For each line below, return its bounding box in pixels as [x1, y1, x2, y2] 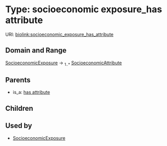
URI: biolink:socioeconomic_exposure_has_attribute [5, 31, 114, 37]
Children [5, 104, 33, 113]
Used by [5, 121, 32, 130]
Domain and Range [5, 46, 67, 55]
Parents [5, 76, 31, 84]
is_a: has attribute [12, 89, 50, 95]
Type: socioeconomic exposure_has [5, 4, 162, 15]
